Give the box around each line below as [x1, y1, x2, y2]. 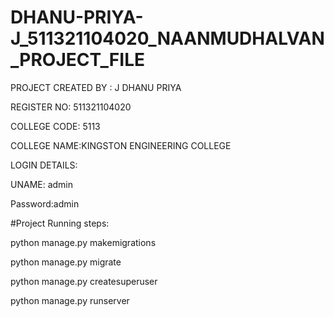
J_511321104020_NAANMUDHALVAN [10, 27, 325, 50]
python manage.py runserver [10, 294, 130, 306]
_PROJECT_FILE [10, 49, 145, 71]
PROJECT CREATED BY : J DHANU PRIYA [10, 81, 182, 93]
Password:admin [10, 197, 80, 210]
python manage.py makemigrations [10, 236, 157, 248]
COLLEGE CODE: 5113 [10, 120, 101, 132]
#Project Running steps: [10, 217, 110, 229]
